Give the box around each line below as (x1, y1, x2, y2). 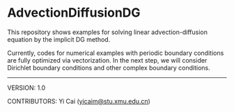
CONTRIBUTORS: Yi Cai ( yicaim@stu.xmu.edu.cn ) (7, 97, 151, 105)
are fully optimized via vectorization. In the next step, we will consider (7, 56, 208, 64)
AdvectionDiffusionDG (7, 5, 141, 21)
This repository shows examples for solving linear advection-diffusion (7, 28, 208, 36)
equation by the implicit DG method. (7, 35, 111, 43)
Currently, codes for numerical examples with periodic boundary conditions (7, 49, 224, 57)
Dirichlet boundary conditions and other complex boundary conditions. (7, 63, 210, 72)
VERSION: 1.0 (7, 83, 46, 92)
